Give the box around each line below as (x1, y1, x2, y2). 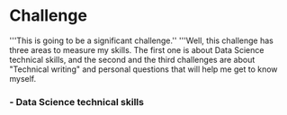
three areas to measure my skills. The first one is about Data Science (9, 44, 265, 55)
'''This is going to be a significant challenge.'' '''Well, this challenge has (9, 35, 274, 46)
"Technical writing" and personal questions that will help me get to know (9, 64, 278, 75)
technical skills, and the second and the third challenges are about (9, 54, 256, 65)
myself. (9, 73, 37, 84)
